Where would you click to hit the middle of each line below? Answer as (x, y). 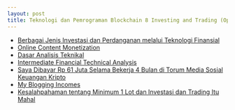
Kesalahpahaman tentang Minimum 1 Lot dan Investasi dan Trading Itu (118, 92)
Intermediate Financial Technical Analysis (77, 62)
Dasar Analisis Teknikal (51, 55)
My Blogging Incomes (49, 84)
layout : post (26, 14)
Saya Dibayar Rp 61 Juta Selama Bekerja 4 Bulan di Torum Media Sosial (120, 70)
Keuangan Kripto (42, 77)
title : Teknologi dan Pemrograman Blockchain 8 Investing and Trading (112, 20)
